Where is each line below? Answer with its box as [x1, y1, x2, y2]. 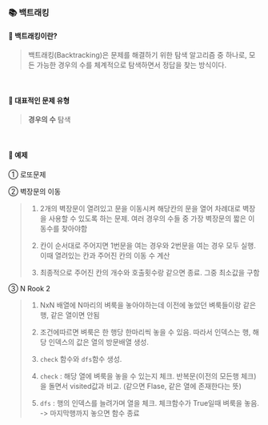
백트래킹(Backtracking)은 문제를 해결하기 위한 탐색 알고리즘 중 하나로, [27, 50, 248, 60]
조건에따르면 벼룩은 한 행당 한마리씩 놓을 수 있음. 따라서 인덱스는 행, [39, 327, 251, 337]
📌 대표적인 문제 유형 [8, 95, 70, 105]
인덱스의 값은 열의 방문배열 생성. [48, 337, 150, 347]
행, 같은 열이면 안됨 [39, 310, 100, 319]
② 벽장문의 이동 [8, 186, 62, 196]
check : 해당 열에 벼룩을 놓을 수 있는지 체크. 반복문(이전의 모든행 [39, 371, 240, 381]
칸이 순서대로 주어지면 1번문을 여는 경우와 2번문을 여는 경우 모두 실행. [39, 240, 256, 250]
